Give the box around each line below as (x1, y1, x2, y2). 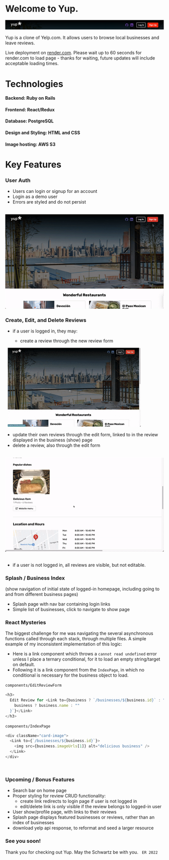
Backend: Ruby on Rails (5, 95, 55, 101)
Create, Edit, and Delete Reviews (5, 316, 87, 323)
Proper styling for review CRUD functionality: (12, 793, 106, 799)
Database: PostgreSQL (5, 118, 54, 124)
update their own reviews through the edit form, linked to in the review (12, 432, 158, 438)
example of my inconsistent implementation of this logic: (5, 641, 122, 647)
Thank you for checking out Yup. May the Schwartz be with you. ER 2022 (5, 849, 158, 855)
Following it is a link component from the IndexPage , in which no (12, 667, 145, 673)
